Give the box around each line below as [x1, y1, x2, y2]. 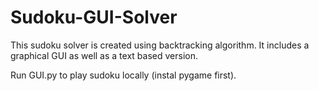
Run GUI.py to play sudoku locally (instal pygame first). [10, 69, 237, 81]
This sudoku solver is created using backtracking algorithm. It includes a [10, 39, 310, 51]
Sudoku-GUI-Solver [10, 6, 178, 29]
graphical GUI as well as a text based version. [10, 49, 198, 61]
